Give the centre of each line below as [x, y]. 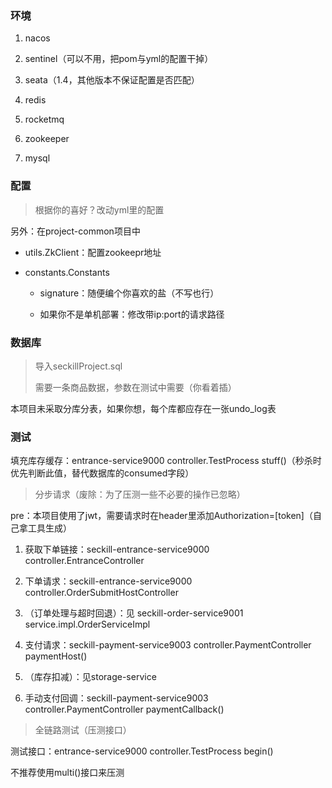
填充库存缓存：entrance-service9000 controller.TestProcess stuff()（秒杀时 [166, 461]
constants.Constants [67, 272]
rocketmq [44, 119]
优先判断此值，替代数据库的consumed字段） [102, 473]
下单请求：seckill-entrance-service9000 [108, 581]
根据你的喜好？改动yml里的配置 [99, 209]
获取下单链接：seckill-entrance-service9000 [117, 549]
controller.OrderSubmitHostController [101, 593]
